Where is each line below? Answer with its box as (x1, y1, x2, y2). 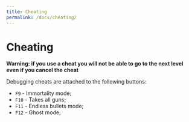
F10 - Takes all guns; (14, 96, 66, 103)
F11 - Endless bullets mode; (14, 103, 84, 110)
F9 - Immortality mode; (14, 90, 72, 97)
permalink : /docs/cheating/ (6, 14, 77, 20)
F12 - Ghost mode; (14, 109, 62, 116)
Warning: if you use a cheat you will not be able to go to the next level (6, 60, 184, 67)
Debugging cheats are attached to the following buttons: (6, 78, 147, 85)
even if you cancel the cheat (6, 67, 79, 74)
